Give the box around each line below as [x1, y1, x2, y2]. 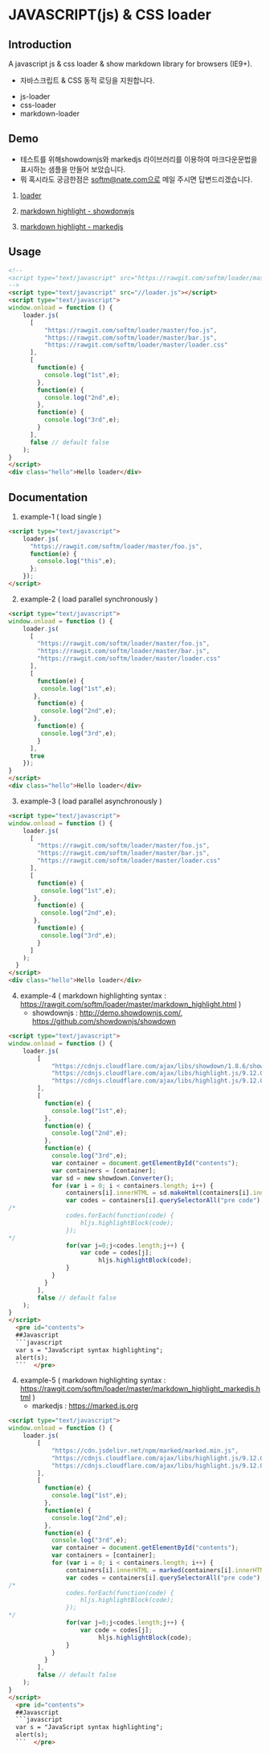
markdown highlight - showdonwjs [19, 206, 135, 216]
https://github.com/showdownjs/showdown [31, 1017, 177, 1026]
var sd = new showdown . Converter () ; [51, 1174, 174, 1182]
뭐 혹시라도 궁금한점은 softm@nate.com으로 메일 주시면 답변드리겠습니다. [19, 175, 253, 184]
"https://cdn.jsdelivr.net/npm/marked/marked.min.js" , [51, 1446, 239, 1455]
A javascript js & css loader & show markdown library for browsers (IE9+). [8, 59, 253, 68]
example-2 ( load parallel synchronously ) [19, 594, 158, 604]
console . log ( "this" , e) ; [37, 557, 117, 565]
